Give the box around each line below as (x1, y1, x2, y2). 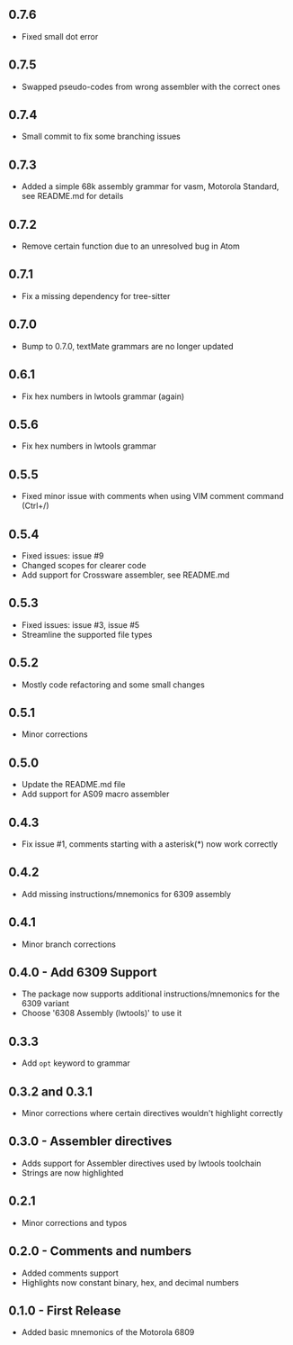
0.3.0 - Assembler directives (8, 1134, 173, 1150)
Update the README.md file (21, 779, 126, 790)
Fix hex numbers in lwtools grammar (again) (21, 391, 185, 402)
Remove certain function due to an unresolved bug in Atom (21, 241, 240, 251)
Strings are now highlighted (21, 1167, 124, 1178)
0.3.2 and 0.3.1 (8, 1084, 93, 1099)
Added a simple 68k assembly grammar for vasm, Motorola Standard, (21, 181, 280, 192)
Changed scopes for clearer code (21, 559, 146, 570)
